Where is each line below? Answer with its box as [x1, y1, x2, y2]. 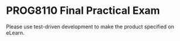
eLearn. [6, 29, 25, 36]
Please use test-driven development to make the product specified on [6, 23, 174, 30]
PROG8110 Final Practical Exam [6, 4, 160, 17]
